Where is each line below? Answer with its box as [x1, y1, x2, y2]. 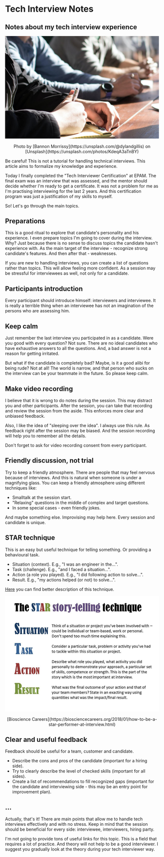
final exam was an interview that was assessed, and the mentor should [5, 178, 147, 184]
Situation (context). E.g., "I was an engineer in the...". [12, 561, 119, 567]
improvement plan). [12, 789, 52, 795]
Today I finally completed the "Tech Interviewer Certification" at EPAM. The [5, 172, 156, 179]
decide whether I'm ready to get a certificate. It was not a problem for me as [5, 183, 159, 189]
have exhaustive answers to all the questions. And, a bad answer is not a [5, 346, 151, 351]
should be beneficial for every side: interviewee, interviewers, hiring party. [5, 826, 155, 833]
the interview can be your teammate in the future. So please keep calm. [5, 370, 149, 376]
